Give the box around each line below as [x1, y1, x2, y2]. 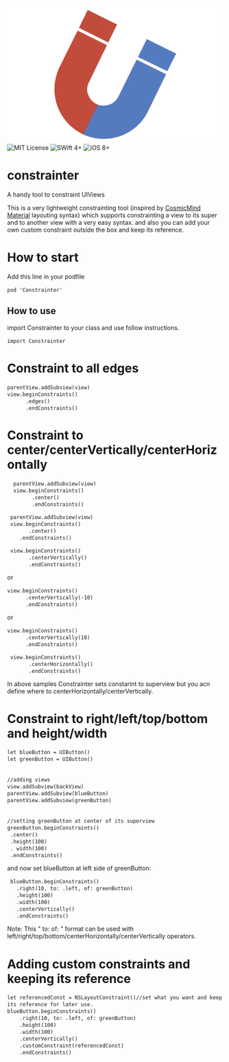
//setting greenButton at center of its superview [7, 818, 155, 825]
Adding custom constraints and [7, 956, 191, 972]
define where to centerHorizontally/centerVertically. [7, 687, 154, 695]
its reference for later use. [7, 1002, 94, 1008]
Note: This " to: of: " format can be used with [7, 925, 134, 933]
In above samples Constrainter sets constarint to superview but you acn [7, 679, 210, 688]
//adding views [7, 777, 51, 784]
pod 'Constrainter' [7, 287, 63, 294]
